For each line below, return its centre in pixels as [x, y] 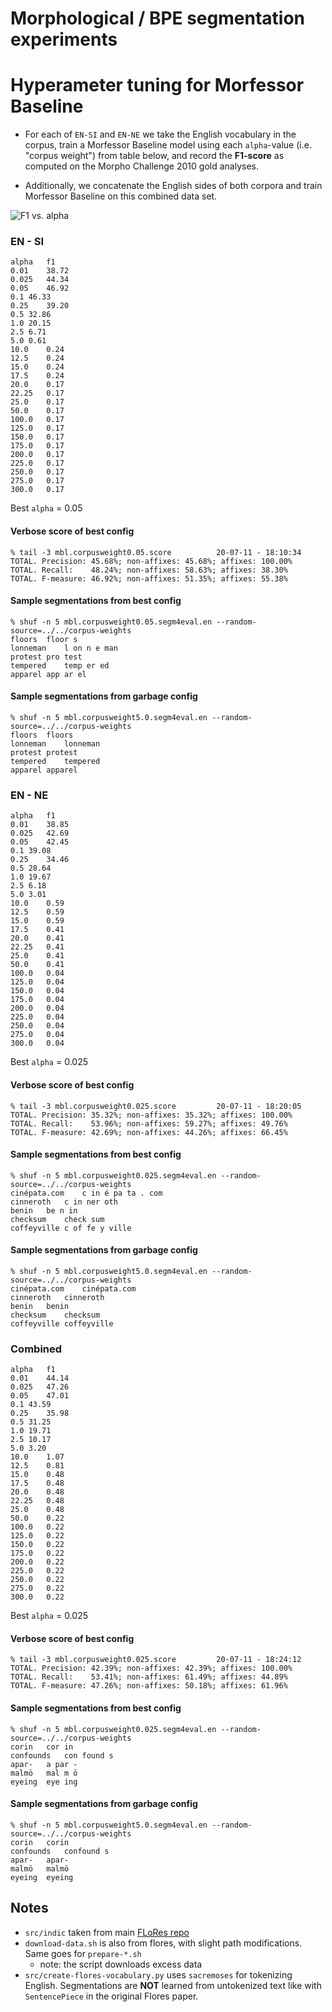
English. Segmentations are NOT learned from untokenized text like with [173, 1985]
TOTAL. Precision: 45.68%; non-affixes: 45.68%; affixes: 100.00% [151, 561]
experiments [64, 39]
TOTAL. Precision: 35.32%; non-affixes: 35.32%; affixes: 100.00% [151, 1115]
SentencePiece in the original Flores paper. [111, 1996]
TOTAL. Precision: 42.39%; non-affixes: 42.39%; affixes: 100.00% [151, 1668]
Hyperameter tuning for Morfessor [157, 85]
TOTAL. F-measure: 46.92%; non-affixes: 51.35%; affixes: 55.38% [149, 578]
